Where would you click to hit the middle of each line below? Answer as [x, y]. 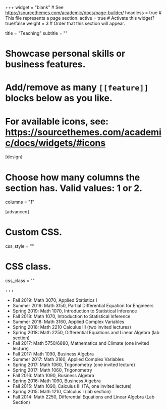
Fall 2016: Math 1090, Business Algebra [53, 376]
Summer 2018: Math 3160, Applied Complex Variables [68, 322]
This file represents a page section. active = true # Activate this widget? [80, 18]
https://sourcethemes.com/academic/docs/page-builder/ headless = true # [83, 13]
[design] [14, 157]
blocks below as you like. [59, 98]
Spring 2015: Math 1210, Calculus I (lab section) [62, 392]
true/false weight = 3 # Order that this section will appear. [65, 23]
